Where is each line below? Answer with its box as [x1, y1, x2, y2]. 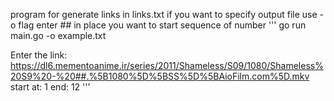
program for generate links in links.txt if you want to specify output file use [10, 9, 318, 20]
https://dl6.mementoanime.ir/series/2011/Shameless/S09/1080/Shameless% [10, 60, 324, 71]
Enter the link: [10, 49, 68, 61]
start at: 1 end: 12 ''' [10, 81, 91, 93]
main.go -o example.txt [10, 30, 107, 41]
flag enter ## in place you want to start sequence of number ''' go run [18, 19, 307, 31]
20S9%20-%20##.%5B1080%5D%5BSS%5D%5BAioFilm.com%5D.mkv [10, 70, 310, 82]
